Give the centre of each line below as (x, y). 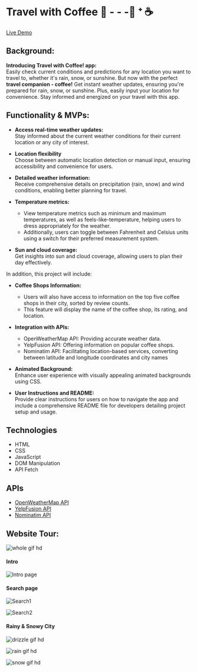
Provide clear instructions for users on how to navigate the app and (96, 399)
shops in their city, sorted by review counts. (77, 303)
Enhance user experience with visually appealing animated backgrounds (103, 375)
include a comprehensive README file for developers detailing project (100, 405)
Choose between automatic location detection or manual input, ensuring (102, 160)
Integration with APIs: (42, 327)
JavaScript (28, 457)
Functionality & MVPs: (48, 116)
